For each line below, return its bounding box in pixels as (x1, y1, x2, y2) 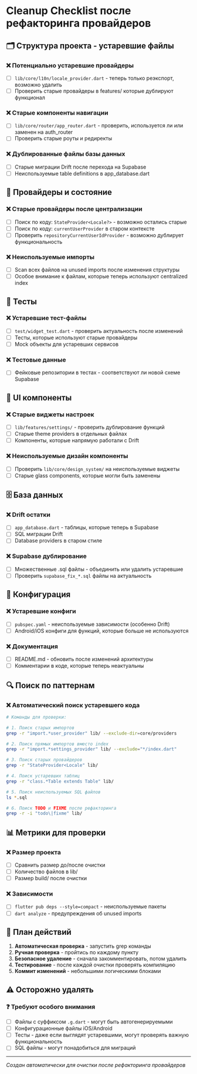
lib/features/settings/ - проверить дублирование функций (14, 424, 165, 431)
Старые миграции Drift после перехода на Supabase (14, 163, 147, 170)
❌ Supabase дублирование (6, 552, 87, 560)
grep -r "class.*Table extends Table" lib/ (6, 778, 114, 785)
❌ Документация (6, 642, 59, 650)
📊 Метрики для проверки (6, 827, 106, 837)
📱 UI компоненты (6, 392, 72, 403)
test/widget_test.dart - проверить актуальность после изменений (14, 327, 184, 334)
